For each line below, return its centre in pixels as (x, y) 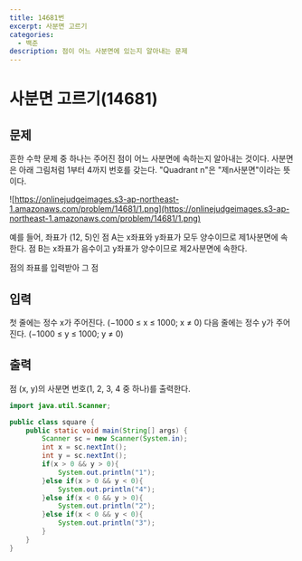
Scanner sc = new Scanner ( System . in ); (115, 439)
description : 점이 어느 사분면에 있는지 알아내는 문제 (99, 52)
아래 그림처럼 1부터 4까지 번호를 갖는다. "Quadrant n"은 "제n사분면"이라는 (150, 170)
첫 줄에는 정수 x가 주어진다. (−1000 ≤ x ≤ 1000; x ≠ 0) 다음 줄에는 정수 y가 (142, 322)
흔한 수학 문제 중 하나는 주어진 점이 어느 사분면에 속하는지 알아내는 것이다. (139, 158)
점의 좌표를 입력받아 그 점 (54, 268)
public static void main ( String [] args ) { (107, 431)
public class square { (52, 422)
